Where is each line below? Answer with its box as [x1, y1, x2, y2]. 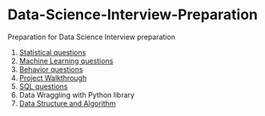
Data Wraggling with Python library [18, 90, 135, 99]
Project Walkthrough [18, 73, 87, 82]
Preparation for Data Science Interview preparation [7, 32, 175, 42]
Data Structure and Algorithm [18, 98, 116, 108]
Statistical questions [18, 47, 86, 57]
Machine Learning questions [18, 56, 114, 66]
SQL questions [18, 82, 68, 91]
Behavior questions [18, 64, 83, 74]
